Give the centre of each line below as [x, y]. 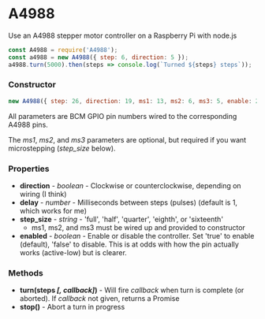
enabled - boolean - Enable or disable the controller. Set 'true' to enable [137, 236]
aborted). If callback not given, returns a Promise [99, 299]
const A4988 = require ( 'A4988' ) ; [63, 50]
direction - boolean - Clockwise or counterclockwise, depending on [131, 186]
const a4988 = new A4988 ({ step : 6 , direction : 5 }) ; [99, 57]
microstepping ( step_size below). [62, 148]
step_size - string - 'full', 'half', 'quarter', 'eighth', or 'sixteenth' [121, 219]
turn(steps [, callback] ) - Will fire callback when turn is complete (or [132, 290]
